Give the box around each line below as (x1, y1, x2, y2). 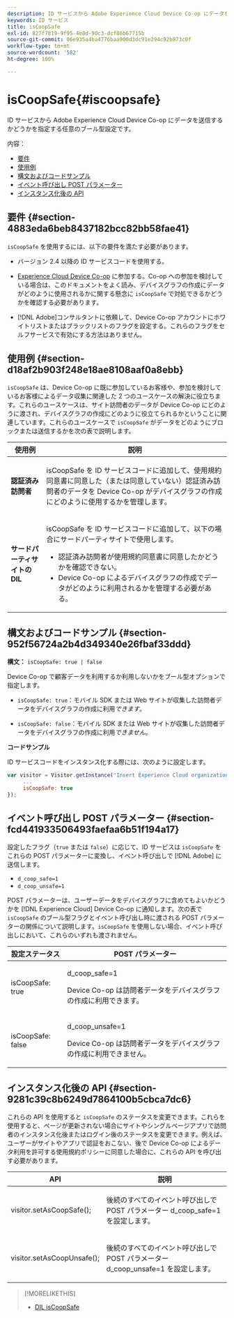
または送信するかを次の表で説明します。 (19, 427, 135, 435)
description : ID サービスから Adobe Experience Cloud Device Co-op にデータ (7, 10, 225, 17)
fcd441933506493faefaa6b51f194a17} (7, 824, 180, 836)
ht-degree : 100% (7, 56, 54, 63)
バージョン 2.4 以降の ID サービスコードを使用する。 (17, 257, 169, 265)
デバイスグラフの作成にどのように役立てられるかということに (44, 410, 221, 418)
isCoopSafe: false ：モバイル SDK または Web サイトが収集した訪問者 (17, 719, 219, 728)
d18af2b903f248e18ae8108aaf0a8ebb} (7, 364, 184, 375)
